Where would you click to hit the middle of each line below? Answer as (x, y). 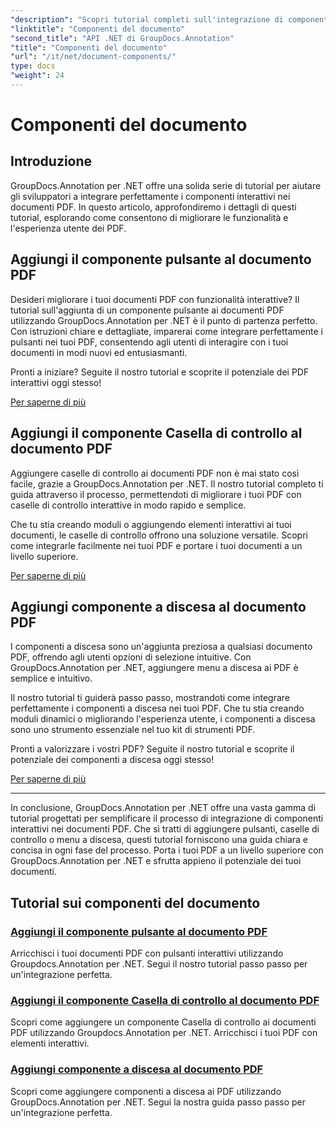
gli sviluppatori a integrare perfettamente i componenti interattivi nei (150, 196)
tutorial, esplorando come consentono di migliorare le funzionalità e (149, 217)
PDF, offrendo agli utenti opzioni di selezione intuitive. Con (131, 657)
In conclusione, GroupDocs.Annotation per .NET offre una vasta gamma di (163, 808)
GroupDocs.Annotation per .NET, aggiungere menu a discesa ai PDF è (154, 668)
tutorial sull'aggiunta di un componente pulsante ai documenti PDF (147, 310)
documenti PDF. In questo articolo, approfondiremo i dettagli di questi (153, 207)
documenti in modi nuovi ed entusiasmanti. (99, 352)
